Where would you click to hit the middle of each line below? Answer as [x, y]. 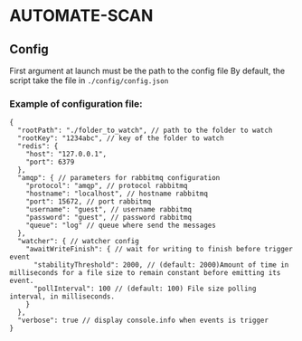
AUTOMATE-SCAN [81, 16]
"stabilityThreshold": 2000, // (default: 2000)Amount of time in [161, 265]
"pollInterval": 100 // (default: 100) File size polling [145, 289]
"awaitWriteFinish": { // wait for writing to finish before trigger [160, 250]
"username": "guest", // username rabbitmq [109, 210]
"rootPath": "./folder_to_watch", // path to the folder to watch [145, 131]
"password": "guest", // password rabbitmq [109, 218]
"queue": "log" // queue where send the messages [121, 226]
